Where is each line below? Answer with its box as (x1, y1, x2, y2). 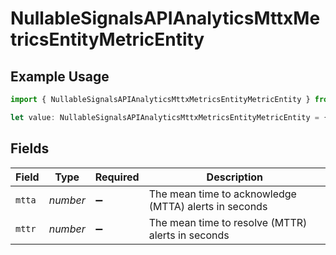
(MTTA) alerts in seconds (148, 199, 268, 213)
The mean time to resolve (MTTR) (148, 215, 308, 229)
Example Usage (10, 68, 110, 85)
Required (94, 170, 140, 184)
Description (206, 170, 264, 184)
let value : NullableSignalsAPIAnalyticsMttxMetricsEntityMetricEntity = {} (10, 112, 333, 122)
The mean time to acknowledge (148, 187, 297, 201)
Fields (10, 140, 50, 157)
